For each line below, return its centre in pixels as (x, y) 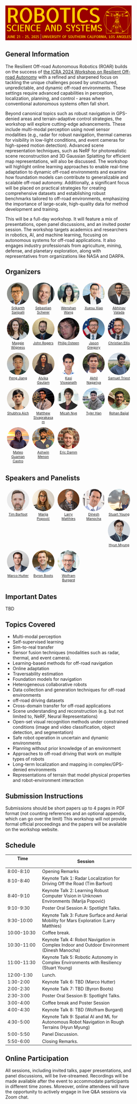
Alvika (43, 378)
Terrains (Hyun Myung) (66, 1027)
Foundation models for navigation (47, 679)
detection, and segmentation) (43, 732)
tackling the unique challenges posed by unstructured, (61, 82)
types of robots (28, 759)
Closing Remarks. (60, 1041)
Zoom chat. (17, 1097)
